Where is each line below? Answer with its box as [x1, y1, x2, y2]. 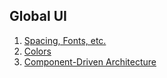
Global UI [9, 8, 67, 25]
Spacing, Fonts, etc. [23, 34, 107, 46]
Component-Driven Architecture [23, 55, 157, 68]
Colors [23, 45, 52, 57]
